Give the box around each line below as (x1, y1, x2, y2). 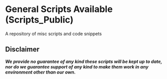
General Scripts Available (5, 3, 113, 15)
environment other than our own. (5, 69, 76, 75)
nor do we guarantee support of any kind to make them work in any (5, 63, 149, 69)
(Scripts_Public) (5, 14, 74, 25)
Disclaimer (5, 45, 40, 53)
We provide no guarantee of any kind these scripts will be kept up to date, (5, 58, 162, 64)
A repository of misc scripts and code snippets (5, 30, 102, 36)
